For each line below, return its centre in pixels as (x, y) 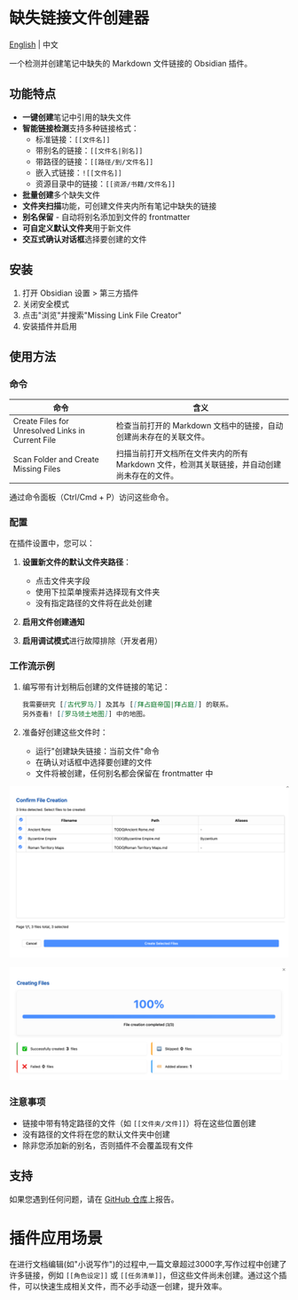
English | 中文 (34, 44)
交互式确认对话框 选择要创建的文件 (84, 239)
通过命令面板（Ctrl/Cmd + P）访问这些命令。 (91, 497)
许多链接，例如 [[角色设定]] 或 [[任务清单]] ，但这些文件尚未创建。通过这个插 (148, 1275)
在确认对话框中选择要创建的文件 (94, 762)
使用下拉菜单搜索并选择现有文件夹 (98, 592)
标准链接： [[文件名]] (73, 139)
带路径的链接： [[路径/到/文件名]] (94, 162)
